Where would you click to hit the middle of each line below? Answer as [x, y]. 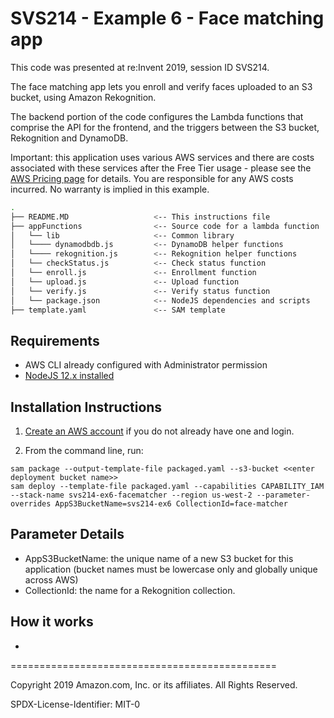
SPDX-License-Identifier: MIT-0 [75, 704]
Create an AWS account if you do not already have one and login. [159, 431]
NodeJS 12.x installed [69, 376]
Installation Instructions [86, 407]
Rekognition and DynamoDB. [69, 138]
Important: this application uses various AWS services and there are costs [162, 157]
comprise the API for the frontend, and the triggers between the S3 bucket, [165, 127]
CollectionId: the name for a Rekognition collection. [130, 590]
